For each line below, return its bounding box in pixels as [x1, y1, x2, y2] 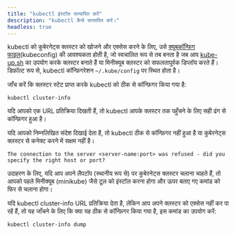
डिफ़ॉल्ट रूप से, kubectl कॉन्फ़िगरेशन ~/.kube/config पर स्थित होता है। [7, 66, 181, 75]
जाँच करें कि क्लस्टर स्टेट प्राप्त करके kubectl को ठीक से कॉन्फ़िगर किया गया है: [7, 80, 187, 89]
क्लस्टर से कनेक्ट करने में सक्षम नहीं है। [7, 136, 95, 145]
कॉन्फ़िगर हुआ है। [7, 115, 47, 123]
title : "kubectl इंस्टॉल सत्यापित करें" [7, 10, 102, 18]
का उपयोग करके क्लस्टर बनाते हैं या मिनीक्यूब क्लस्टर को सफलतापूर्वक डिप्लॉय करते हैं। [25, 58, 219, 67]
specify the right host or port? [7, 157, 106, 164]
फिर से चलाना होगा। [7, 185, 53, 193]
